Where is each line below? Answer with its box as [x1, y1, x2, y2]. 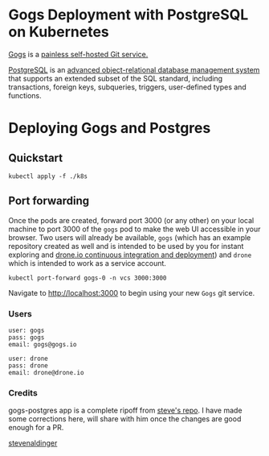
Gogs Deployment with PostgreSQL [8, 6, 249, 24]
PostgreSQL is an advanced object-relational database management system [8, 64, 260, 74]
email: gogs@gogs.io [8, 341, 78, 349]
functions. [8, 90, 42, 100]
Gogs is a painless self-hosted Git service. [8, 49, 149, 59]
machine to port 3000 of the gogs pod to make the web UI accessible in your [8, 224, 261, 234]
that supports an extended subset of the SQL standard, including [8, 73, 223, 83]
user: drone [8, 354, 48, 363]
